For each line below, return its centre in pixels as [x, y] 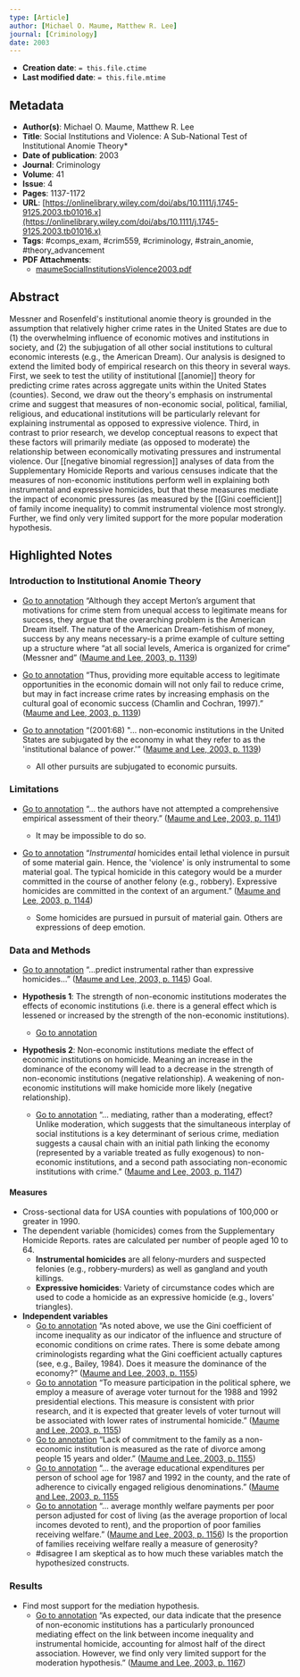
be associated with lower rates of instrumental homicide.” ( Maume [157, 1421]
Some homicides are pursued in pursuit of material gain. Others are [159, 917]
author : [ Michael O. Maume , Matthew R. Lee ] [93, 26]
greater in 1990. [51, 1222]
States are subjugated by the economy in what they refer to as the [144, 739]
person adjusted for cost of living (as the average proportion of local [161, 1515]
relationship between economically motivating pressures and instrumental [145, 451]
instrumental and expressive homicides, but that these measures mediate [144, 489]
